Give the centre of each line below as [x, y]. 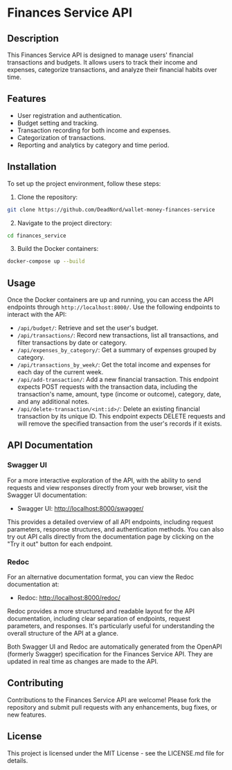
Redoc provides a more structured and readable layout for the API [101, 611]
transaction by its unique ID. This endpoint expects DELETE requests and [121, 417]
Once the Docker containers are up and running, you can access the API [110, 300]
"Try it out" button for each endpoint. [60, 544]
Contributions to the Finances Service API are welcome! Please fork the [109, 700]
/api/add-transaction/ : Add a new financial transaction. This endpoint [118, 380]
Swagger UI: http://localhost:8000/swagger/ [80, 508]
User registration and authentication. [70, 115]
